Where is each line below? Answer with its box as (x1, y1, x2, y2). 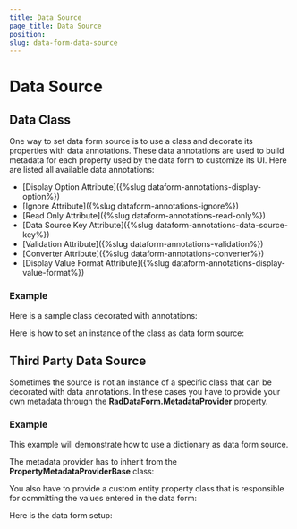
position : (9, 30, 47, 38)
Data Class (9, 112, 72, 127)
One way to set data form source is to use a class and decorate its (9, 136, 253, 147)
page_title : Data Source (9, 21, 102, 30)
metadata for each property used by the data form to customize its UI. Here (9, 155, 288, 166)
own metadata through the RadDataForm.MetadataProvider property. (9, 396, 268, 407)
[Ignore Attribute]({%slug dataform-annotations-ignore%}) (21, 201, 240, 211)
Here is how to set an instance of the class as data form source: (9, 328, 244, 338)
